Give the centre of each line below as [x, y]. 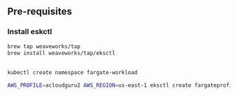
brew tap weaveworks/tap [44, 46]
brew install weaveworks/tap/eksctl [61, 53]
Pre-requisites [40, 12]
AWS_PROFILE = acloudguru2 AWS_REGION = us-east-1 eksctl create [100, 85]
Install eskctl [30, 32]
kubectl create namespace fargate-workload [73, 72]
